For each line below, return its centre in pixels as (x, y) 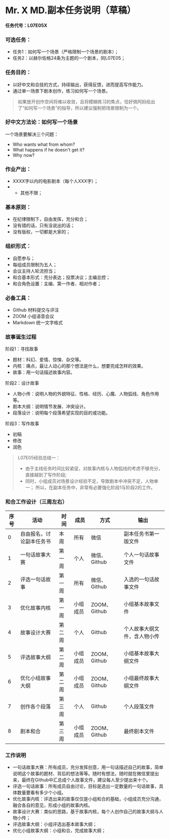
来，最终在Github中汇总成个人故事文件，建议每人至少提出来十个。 (81, 780)
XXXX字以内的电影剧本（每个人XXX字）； (55, 181)
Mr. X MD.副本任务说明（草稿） (71, 10)
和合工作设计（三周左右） (36, 502)
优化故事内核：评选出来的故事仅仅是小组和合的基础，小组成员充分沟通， (88, 799)
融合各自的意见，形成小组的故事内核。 (52, 805)
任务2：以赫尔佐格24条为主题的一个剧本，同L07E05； (69, 58)
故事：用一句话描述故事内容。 (44, 372)
